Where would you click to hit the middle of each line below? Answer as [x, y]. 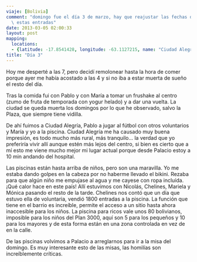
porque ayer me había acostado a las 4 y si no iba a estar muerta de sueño [96, 78]
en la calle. [19, 230]
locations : [25, 44]
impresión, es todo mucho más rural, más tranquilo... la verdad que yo [91, 137]
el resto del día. [25, 84]
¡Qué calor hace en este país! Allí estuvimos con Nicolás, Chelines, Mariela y [98, 186]
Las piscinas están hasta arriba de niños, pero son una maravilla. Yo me [93, 168]
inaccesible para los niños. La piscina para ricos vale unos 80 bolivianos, [94, 211]
